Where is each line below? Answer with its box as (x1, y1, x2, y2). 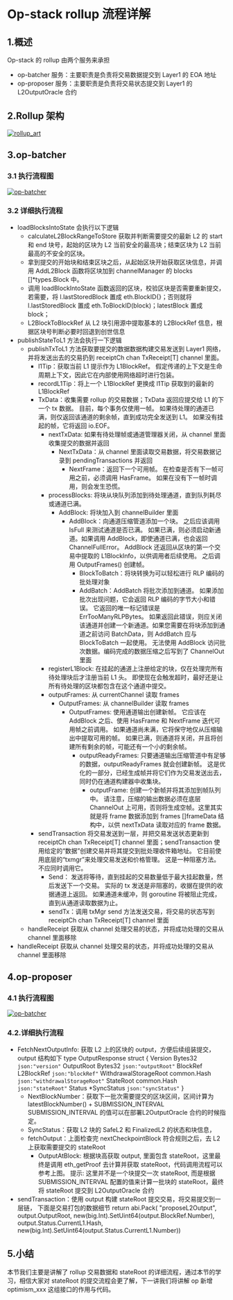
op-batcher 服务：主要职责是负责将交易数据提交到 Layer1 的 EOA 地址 (17, 71, 217, 78)
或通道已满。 (48, 499, 85, 507)
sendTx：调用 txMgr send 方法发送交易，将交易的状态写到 (48, 907, 215, 915)
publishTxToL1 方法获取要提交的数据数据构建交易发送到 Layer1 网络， (27, 344, 225, 353)
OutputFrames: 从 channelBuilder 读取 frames (58, 699, 189, 707)
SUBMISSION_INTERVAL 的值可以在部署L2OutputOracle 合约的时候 (27, 1108, 220, 1116)
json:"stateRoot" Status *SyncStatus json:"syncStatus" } (17, 1083, 184, 1092)
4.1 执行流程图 (7, 993, 54, 1003)
